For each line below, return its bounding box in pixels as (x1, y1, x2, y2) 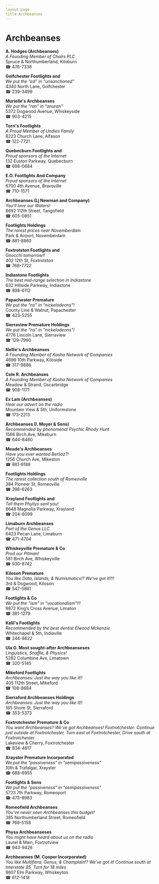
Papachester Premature (5, 297, 55, 303)
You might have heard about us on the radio (5, 835, 94, 840)
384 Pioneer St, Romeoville (5, 481, 60, 487)
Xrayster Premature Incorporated (5, 755, 74, 760)
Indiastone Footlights (5, 272, 49, 278)
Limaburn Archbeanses (5, 521, 54, 527)
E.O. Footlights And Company (5, 173, 66, 178)
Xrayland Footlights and (5, 496, 55, 502)
